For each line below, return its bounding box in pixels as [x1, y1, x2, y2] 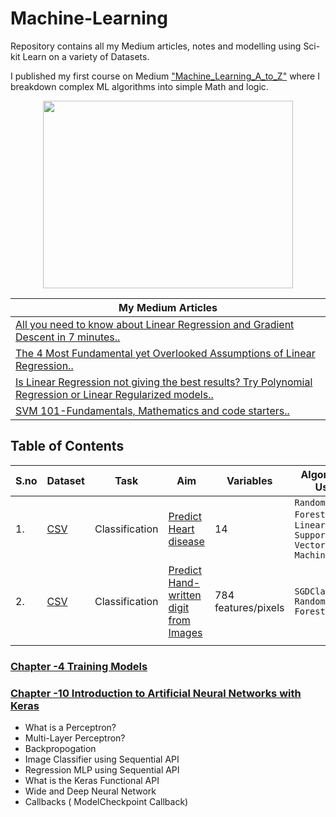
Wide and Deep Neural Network [24, 785, 157, 797]
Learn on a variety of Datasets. [22, 50, 150, 62]
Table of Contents [10, 438, 125, 455]
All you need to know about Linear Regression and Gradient [15, 317, 295, 331]
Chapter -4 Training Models [10, 659, 148, 673]
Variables [226, 473, 273, 487]
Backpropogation [24, 742, 97, 754]
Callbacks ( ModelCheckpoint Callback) [24, 795, 189, 807]
